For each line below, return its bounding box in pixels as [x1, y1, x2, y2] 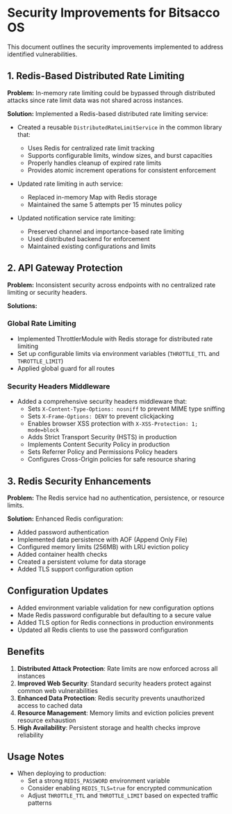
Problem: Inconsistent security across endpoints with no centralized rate [7, 280, 216, 289]
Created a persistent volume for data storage [17, 557, 147, 566]
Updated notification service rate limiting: [17, 213, 136, 222]
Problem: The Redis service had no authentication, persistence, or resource [7, 494, 224, 502]
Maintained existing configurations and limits [27, 242, 156, 250]
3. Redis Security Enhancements [7, 475, 151, 487]
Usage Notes [7, 751, 65, 763]
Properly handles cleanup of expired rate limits [27, 158, 162, 167]
